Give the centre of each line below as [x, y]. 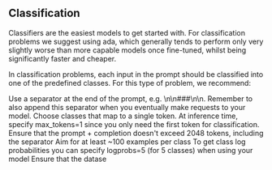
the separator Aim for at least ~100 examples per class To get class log [127, 142]
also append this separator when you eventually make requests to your [127, 107]
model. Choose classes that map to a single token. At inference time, [123, 116]
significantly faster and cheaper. [62, 58]
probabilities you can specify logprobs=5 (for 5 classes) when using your [131, 150]
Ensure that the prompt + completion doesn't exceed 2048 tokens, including [136, 133]
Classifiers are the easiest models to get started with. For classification [127, 32]
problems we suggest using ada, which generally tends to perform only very [136, 41]
